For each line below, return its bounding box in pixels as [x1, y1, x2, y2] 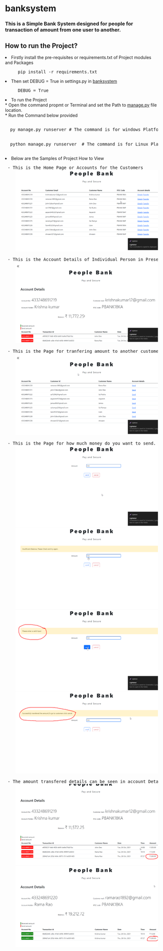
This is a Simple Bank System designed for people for [5, 20, 133, 27]
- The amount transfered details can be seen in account [7, 779, 146, 784]
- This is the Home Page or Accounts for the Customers [7, 164, 144, 170]
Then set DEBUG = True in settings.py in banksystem [11, 78, 117, 84]
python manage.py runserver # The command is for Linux [10, 141, 149, 147]
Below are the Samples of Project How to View [11, 155, 104, 161]
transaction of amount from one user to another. [5, 26, 121, 33]
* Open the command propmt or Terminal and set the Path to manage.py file [5, 102, 157, 108]
